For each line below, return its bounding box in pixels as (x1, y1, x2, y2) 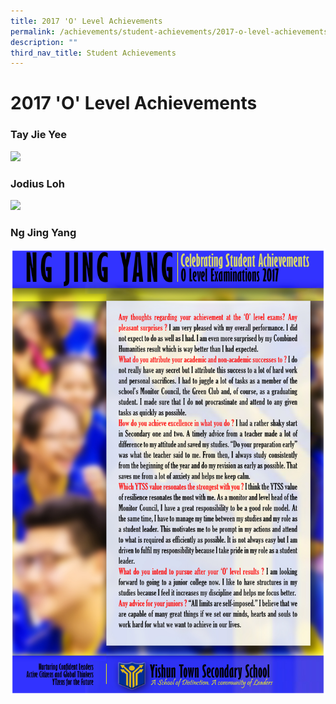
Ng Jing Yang (10, 225, 77, 239)
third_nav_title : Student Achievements (10, 48, 177, 58)
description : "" (10, 37, 78, 47)
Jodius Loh (10, 176, 66, 190)
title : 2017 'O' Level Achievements (10, 16, 163, 26)
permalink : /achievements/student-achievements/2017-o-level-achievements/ (10, 26, 333, 37)
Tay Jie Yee (10, 128, 67, 142)
